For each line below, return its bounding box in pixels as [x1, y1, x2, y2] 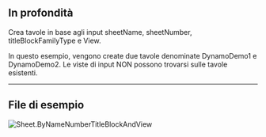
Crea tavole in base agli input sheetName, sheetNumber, [8, 27, 192, 36]
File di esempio [8, 98, 85, 112]
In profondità [8, 6, 74, 20]
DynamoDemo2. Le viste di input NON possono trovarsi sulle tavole [8, 59, 228, 69]
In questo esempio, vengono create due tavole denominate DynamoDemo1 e [8, 51, 257, 60]
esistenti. [8, 67, 38, 78]
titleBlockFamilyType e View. [8, 36, 101, 45]
